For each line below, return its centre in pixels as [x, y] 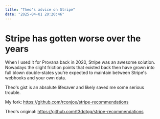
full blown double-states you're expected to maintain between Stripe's [76, 73]
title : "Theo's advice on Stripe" [40, 10]
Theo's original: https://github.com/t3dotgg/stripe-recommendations [74, 112]
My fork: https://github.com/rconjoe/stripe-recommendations [67, 102]
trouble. [13, 93]
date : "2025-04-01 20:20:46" [35, 14]
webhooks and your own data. [35, 78]
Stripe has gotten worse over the [73, 38]
